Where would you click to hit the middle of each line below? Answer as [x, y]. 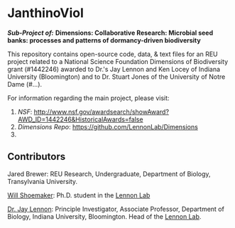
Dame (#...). [25, 84]
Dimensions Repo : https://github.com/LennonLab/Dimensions [108, 126]
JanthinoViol [45, 13]
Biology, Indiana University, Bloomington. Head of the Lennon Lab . [104, 216]
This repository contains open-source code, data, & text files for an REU [113, 54]
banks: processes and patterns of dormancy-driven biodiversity [104, 40]
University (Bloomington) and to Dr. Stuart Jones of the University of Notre [116, 77]
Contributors [37, 157]
